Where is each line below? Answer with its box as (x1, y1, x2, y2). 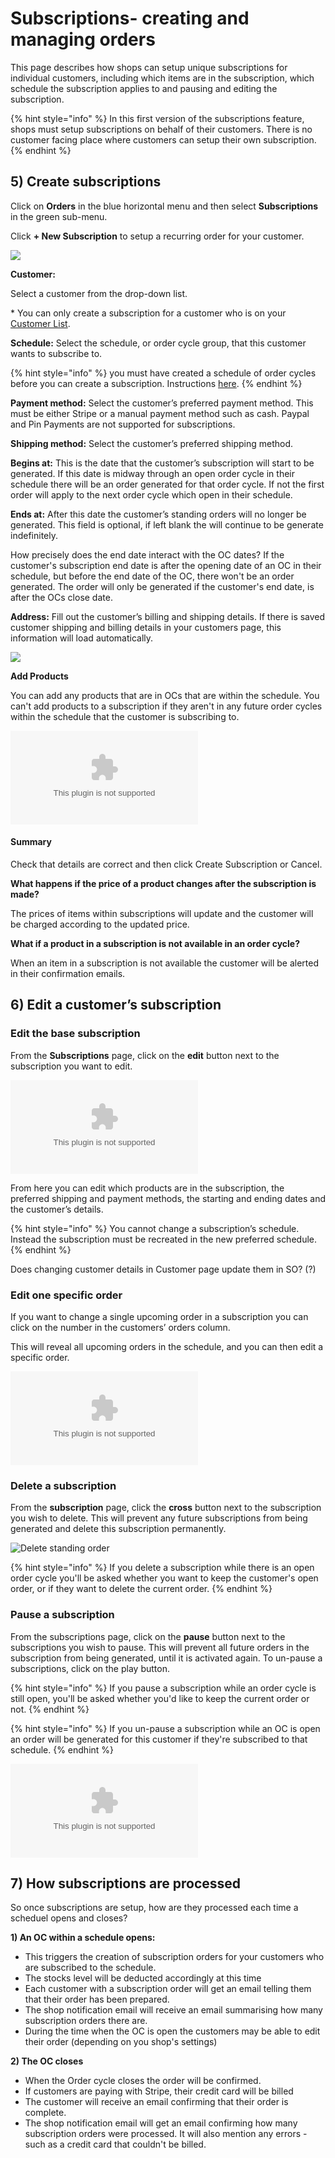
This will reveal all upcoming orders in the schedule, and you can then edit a (10, 1340, 324, 1352)
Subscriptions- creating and (10, 7, 250, 30)
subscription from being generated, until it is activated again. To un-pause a (10, 1652, 323, 1664)
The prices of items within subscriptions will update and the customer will (10, 907, 314, 919)
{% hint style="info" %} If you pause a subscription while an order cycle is (10, 1682, 317, 1694)
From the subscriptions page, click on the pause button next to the (10, 1630, 286, 1642)
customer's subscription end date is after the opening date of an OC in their (10, 559, 322, 571)
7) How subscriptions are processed (10, 1875, 242, 1892)
